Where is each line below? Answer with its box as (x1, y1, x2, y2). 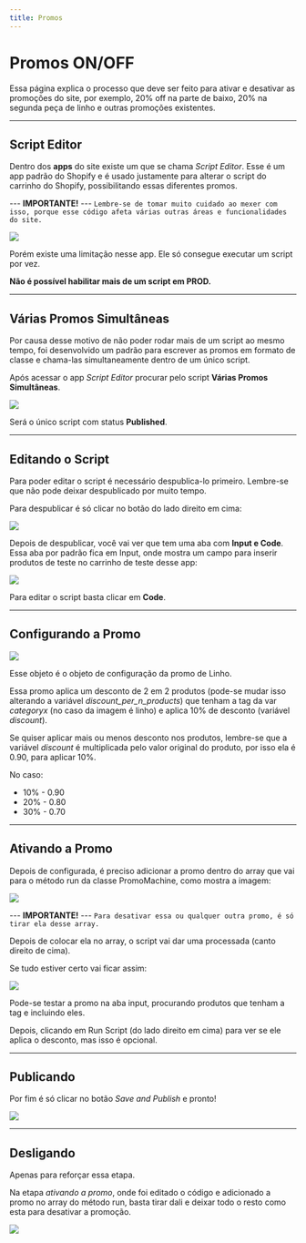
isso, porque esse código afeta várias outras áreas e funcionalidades (9, 208, 287, 217)
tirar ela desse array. (9, 919, 100, 929)
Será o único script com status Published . (9, 416, 168, 428)
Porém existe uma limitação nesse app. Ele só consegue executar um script (9, 249, 293, 260)
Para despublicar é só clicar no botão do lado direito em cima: (9, 503, 242, 514)
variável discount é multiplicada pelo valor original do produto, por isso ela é (9, 741, 296, 752)
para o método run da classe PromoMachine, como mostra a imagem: (9, 875, 271, 886)
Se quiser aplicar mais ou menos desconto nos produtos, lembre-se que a (9, 732, 288, 743)
